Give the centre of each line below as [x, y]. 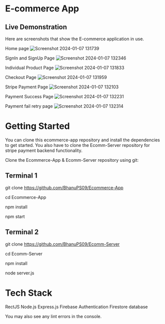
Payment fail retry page [29, 106]
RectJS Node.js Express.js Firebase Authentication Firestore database [77, 307]
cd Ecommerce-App [26, 197]
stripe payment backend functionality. [44, 150]
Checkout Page [21, 77]
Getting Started [38, 126]
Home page [17, 48]
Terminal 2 [22, 232]
